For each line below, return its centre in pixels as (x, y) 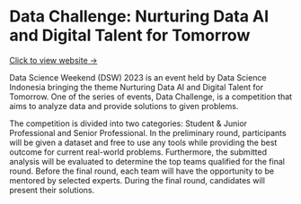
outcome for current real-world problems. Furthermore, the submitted (138, 152)
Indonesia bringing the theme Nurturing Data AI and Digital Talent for (136, 87)
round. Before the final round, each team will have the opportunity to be (142, 171)
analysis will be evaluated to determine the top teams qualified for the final (147, 161)
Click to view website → (53, 60)
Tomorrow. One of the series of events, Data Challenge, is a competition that (151, 97)
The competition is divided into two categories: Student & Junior (128, 123)
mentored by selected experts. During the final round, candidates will (137, 180)
